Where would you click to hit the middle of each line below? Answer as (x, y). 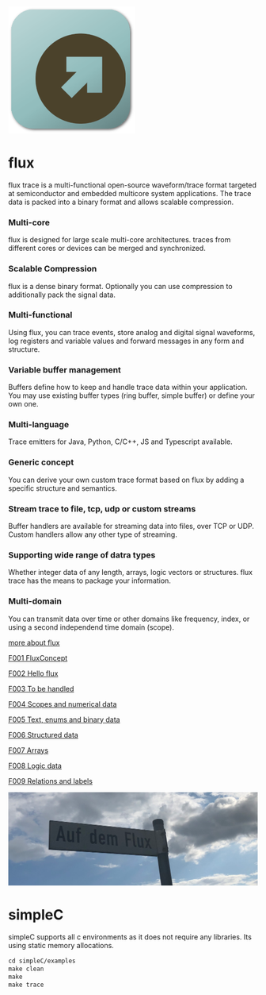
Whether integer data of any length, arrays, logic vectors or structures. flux (131, 573)
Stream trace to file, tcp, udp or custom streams (102, 508)
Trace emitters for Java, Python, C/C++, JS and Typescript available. (120, 442)
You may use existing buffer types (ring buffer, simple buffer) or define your (132, 395)
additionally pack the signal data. (62, 295)
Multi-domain (35, 601)
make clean (26, 969)
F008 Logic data (35, 766)
